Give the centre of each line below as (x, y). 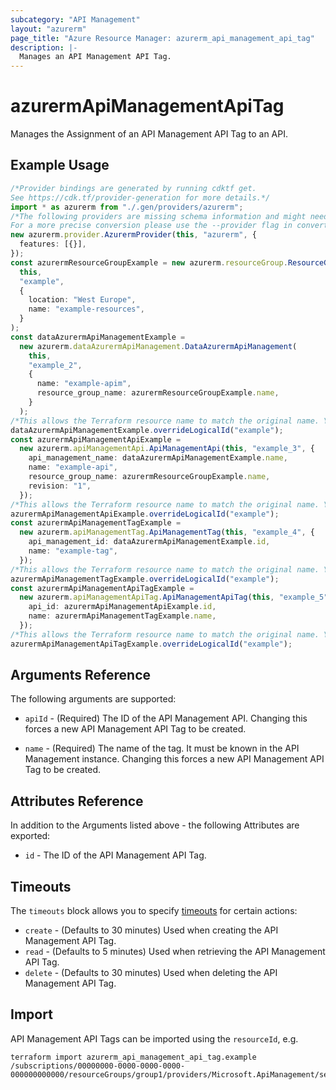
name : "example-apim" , (84, 384)
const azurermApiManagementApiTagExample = (102, 588)
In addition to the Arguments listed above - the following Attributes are (155, 825)
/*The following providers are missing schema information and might (158, 216)
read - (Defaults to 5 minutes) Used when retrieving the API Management (175, 952)
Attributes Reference (77, 801)
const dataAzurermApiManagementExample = (98, 337)
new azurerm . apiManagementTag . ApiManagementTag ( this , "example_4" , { (167, 532)
